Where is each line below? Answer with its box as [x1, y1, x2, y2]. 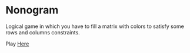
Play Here [5, 40, 29, 47]
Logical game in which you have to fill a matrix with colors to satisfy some [5, 23, 185, 30]
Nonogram [5, 3, 59, 17]
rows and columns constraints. [5, 29, 80, 36]
